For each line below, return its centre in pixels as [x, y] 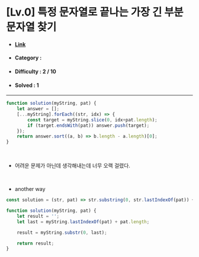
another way [30, 189]
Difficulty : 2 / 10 [35, 71]
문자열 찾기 [31, 27]
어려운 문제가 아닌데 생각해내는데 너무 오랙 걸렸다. [72, 166]
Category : [28, 58]
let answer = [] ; [38, 109]
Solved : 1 [27, 85]
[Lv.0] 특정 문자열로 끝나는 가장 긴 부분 [95, 12]
